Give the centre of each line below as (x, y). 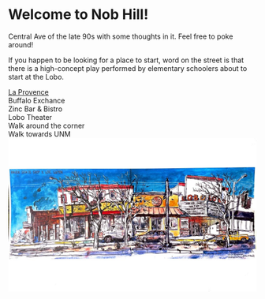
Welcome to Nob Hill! (78, 15)
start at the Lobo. (36, 77)
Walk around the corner (47, 125)
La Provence (29, 92)
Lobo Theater (30, 117)
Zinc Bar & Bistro (35, 109)
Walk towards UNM (39, 134)
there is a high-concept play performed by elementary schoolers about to (128, 68)
